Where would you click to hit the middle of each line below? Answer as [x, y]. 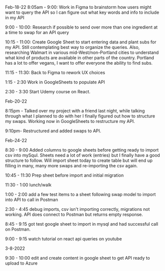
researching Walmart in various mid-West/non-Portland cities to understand [82, 52]
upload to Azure [21, 263]
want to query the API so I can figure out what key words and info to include [82, 12]
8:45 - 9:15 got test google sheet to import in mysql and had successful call [82, 224]
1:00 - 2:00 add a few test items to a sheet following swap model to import [81, 194]
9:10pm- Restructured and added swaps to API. [53, 131]
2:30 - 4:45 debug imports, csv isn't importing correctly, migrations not [78, 209]
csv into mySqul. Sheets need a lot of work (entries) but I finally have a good [82, 155]
